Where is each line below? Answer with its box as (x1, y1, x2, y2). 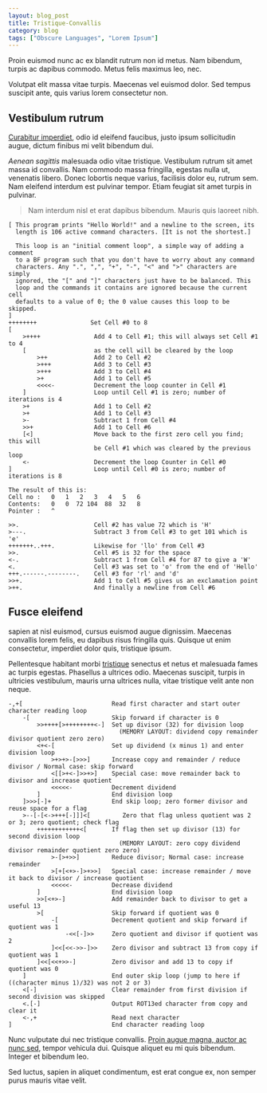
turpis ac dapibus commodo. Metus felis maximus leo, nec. (8, 65, 202, 74)
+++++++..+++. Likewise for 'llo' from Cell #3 (8, 542, 205, 550)
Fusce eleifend (8, 605, 84, 619)
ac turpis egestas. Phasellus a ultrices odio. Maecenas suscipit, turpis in (8, 667, 245, 677)
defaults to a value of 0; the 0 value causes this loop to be (15, 298, 230, 306)
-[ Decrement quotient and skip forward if (50, 916, 248, 924)
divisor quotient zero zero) (8, 734, 105, 742)
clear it (8, 1006, 37, 1015)
